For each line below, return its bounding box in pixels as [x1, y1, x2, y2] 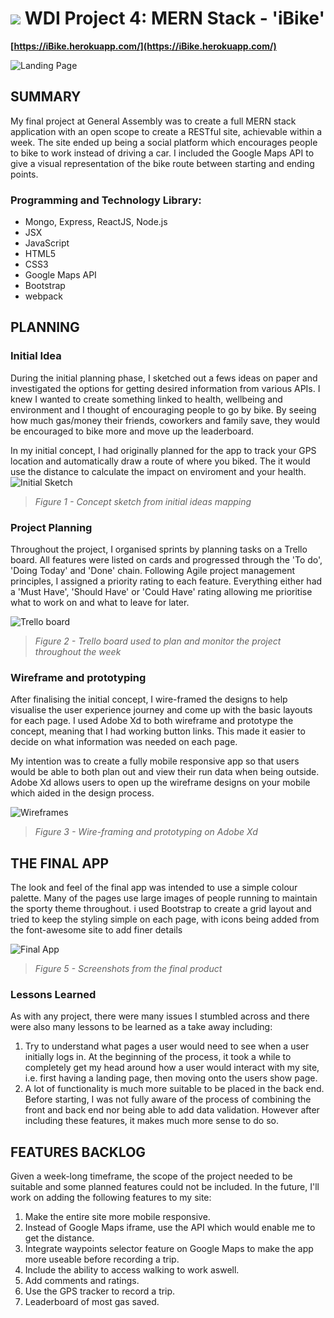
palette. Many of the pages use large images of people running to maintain [10, 892, 318, 904]
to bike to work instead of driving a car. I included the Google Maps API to [10, 147, 315, 159]
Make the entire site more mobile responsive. [24, 1211, 211, 1223]
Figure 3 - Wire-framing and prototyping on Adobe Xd [34, 826, 258, 838]
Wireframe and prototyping [10, 670, 147, 684]
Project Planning [10, 520, 93, 534]
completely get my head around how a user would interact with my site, [24, 1062, 320, 1074]
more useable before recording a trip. [24, 1253, 180, 1266]
